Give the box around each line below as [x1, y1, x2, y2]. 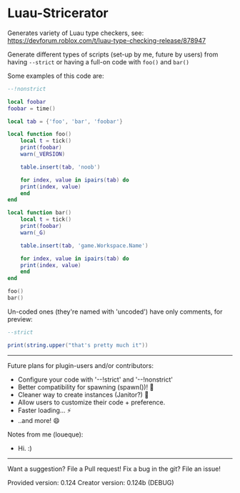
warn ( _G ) [20, 229, 46, 236]
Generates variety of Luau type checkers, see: [7, 29, 144, 37]
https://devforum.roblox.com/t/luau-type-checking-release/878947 [7, 36, 206, 44]
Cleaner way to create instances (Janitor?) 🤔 [17, 390, 149, 399]
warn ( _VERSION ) [20, 151, 66, 158]
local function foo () [7, 131, 72, 138]
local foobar [7, 98, 46, 105]
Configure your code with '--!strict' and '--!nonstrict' [17, 375, 174, 384]
